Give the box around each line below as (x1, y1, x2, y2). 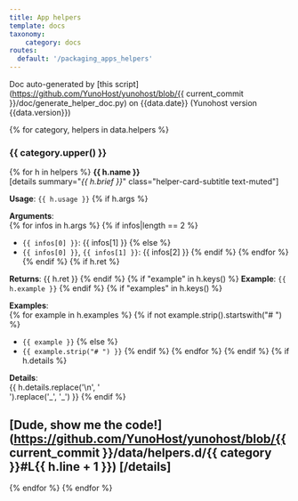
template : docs (9, 21, 66, 30)
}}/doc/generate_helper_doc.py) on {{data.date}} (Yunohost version (9, 98, 258, 108)
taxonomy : (9, 29, 46, 38)
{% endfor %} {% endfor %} (9, 482, 113, 494)
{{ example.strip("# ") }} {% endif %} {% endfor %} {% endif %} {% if (21, 346, 290, 357)
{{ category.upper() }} (9, 146, 107, 158)
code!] (125, 417, 163, 432)
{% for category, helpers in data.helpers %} (9, 125, 169, 134)
